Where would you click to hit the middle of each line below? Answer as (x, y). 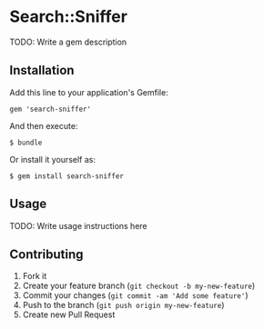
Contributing (46, 254)
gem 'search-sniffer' (51, 109)
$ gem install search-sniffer (67, 176)
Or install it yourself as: (52, 159)
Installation (42, 70)
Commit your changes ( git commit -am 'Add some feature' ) (135, 295)
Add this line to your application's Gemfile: (89, 92)
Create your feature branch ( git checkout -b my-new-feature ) (139, 286)
